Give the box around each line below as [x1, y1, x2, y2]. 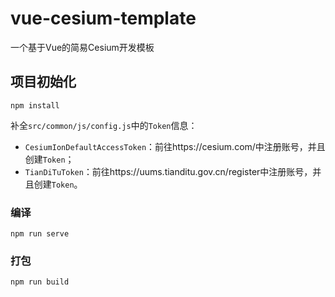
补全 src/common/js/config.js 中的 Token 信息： [10, 119, 198, 131]
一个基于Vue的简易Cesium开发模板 [10, 41, 155, 53]
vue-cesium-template [10, 7, 197, 30]
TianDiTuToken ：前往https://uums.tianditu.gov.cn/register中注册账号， [24, 165, 313, 177]
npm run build [10, 277, 70, 287]
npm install [10, 100, 60, 111]
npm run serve [10, 229, 70, 239]
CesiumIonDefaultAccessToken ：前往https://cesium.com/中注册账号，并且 [24, 140, 326, 152]
